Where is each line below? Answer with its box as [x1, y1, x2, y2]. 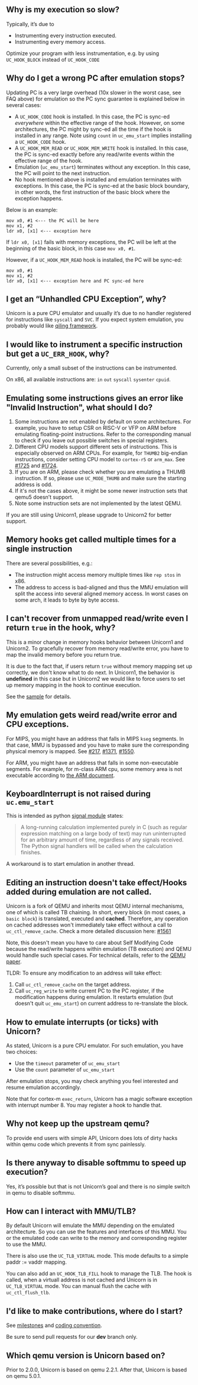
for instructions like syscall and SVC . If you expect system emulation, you [6, 316, 184, 323]
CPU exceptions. [6, 719, 69, 730]
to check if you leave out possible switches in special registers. [14, 437, 169, 444]
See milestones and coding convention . [6, 1322, 102, 1329]
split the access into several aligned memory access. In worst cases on [14, 590, 189, 597]
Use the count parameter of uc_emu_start [14, 1066, 115, 1073]
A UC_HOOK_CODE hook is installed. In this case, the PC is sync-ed [14, 113, 170, 120]
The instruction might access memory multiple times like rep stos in [14, 571, 181, 578]
